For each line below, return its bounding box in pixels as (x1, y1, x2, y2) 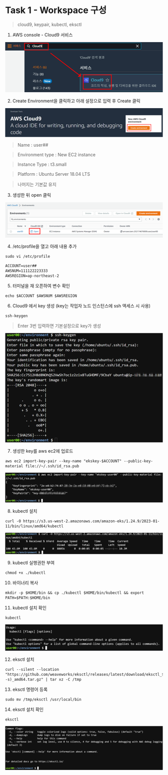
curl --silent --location (5, 667, 59, 672)
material (5, 464, 23, 469)
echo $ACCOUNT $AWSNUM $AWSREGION (5, 293, 77, 298)
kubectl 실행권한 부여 (12, 560, 55, 566)
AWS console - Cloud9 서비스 (12, 32, 73, 38)
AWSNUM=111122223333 (5, 268, 48, 273)
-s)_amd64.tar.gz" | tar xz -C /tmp (5, 677, 81, 682)
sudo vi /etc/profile (5, 254, 50, 259)
